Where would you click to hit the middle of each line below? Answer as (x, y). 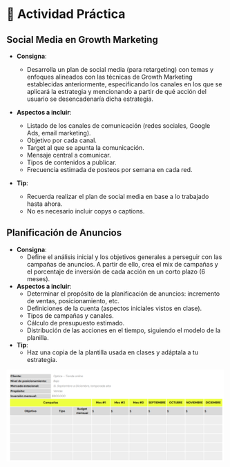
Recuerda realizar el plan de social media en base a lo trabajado (118, 197)
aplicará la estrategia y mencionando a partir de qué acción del (116, 92)
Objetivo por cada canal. (62, 140)
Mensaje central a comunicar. (69, 155)
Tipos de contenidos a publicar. (71, 162)
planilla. (38, 337)
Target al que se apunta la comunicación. (85, 147)
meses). (38, 278)
